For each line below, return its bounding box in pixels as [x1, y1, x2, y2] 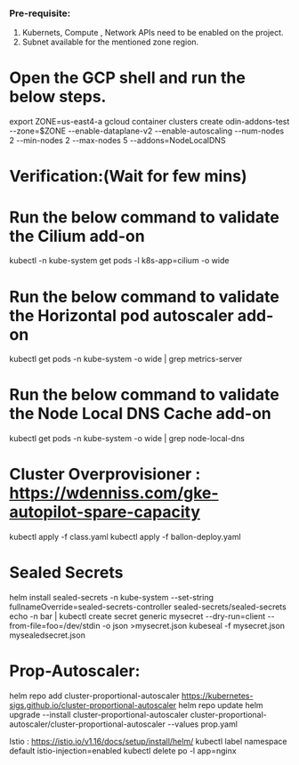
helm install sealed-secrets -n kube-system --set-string [9, 592, 214, 603]
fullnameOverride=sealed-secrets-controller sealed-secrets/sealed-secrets [9, 601, 287, 612]
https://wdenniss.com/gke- [9, 483, 220, 503]
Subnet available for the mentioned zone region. [21, 36, 199, 47]
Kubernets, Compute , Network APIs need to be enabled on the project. [21, 28, 284, 38]
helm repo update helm [178, 700, 264, 711]
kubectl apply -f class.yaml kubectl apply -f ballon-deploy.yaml [9, 532, 242, 543]
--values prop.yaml [167, 719, 238, 729]
